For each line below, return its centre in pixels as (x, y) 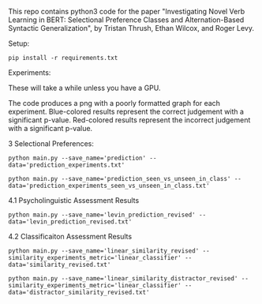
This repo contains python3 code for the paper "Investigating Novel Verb (127, 11)
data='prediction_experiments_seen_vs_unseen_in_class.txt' (109, 186)
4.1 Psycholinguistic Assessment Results (74, 200)
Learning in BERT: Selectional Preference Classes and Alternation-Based (126, 20)
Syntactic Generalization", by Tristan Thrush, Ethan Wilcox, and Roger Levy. (131, 28)
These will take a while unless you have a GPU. (84, 88)
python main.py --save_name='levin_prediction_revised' (102, 215)
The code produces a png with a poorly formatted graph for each (114, 103)
